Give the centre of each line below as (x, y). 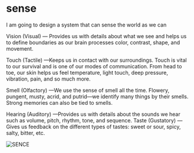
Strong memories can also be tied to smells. (60, 102)
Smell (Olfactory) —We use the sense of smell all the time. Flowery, (88, 90)
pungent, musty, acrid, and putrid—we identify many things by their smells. (97, 97)
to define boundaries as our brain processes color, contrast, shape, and (93, 42)
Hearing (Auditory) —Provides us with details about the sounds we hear (93, 114)
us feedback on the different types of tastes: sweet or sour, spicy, (101, 127)
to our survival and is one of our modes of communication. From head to (94, 66)
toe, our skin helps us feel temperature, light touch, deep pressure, (87, 72)
